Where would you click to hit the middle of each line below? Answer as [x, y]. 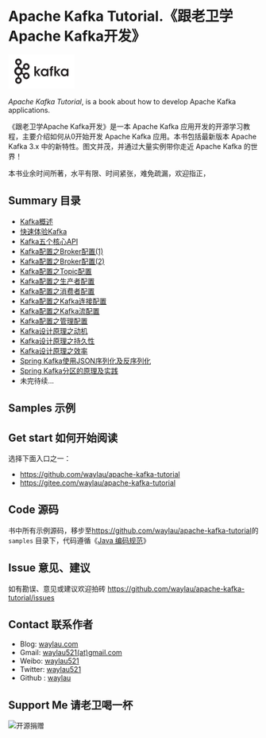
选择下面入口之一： [40, 458]
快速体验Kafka [43, 231]
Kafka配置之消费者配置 [57, 291]
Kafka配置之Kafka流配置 [60, 310]
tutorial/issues [31, 597]
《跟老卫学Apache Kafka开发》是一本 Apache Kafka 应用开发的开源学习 [126, 126]
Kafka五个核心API [49, 241]
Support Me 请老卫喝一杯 [71, 705]
